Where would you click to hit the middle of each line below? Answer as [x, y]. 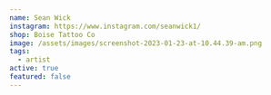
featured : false [40, 77]
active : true [34, 69]
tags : [20, 52]
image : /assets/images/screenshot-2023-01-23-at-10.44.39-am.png [135, 43]
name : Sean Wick [40, 18]
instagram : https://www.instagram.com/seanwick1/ [105, 26]
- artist [34, 60]
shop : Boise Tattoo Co [52, 34]
